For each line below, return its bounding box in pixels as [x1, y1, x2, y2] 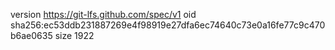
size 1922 [54, 30, 95, 41]
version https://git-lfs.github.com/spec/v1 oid [10, 9, 197, 20]
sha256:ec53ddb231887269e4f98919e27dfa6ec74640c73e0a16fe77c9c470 [10, 19, 326, 31]
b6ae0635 [10, 30, 53, 41]
